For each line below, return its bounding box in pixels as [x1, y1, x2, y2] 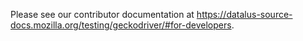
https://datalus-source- [196, 9, 293, 20]
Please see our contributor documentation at [10, 9, 195, 20]
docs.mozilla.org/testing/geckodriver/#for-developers [10, 19, 232, 31]
